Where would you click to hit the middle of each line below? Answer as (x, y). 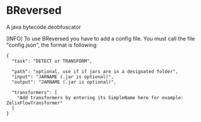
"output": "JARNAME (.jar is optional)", (64, 82)
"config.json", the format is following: (52, 45)
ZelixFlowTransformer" (34, 103)
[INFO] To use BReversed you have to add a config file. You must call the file (100, 38)
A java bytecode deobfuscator (43, 27)
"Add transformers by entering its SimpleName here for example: (100, 97)
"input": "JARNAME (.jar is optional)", (63, 77)
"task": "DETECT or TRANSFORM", (52, 61)
